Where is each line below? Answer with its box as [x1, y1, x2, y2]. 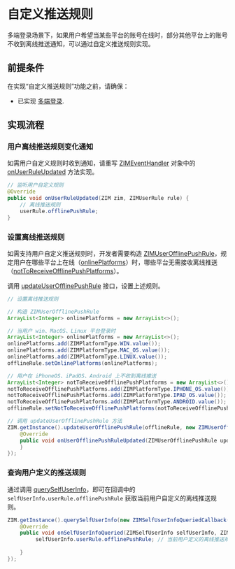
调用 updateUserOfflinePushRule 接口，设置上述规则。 [7, 281, 164, 290]
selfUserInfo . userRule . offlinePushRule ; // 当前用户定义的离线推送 [35, 536, 225, 543]
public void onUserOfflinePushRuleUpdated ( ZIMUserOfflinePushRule [20, 437, 218, 444]
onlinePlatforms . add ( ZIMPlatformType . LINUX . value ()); [7, 354, 168, 361]
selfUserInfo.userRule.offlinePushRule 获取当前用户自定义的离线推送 [7, 494, 211, 502]
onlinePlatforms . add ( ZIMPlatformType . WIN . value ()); [7, 340, 161, 347]
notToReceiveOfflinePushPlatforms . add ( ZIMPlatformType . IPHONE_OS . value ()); [7, 385, 233, 392]
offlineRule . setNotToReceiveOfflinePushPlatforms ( [7, 405, 158, 412]
